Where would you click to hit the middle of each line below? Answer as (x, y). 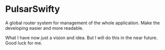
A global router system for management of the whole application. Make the (82, 23)
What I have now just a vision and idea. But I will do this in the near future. (81, 38)
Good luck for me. (24, 43)
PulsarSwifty (33, 9)
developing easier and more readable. (44, 28)
